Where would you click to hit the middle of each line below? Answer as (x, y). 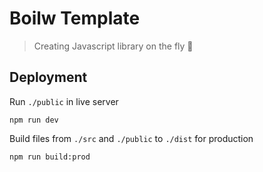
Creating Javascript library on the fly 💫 (113, 46)
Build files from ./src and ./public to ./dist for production (131, 138)
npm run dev (34, 120)
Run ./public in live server (64, 101)
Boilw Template (75, 18)
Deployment (48, 77)
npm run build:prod (50, 157)
